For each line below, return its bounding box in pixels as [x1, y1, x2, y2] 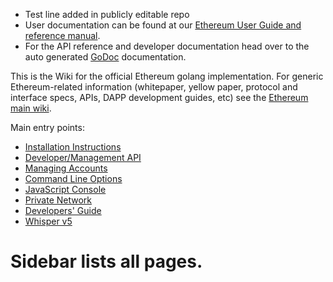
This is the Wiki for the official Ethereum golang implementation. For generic [10, 70, 324, 82]
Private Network [24, 194, 93, 206]
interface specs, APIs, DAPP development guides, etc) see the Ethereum [10, 92, 309, 103]
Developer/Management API [24, 152, 142, 163]
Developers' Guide [24, 205, 102, 216]
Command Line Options [24, 173, 123, 184]
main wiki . [10, 102, 52, 114]
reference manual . [24, 30, 101, 41]
